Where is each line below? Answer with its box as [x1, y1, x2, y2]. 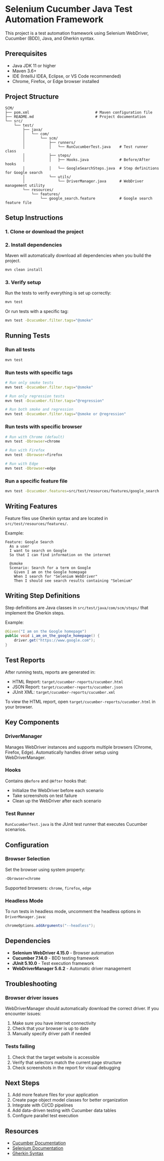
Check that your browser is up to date [12, 1025, 89, 1031]
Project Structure [5, 92, 59, 101]
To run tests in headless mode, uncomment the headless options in [5, 908, 141, 914]
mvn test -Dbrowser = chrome [5, 439, 60, 444]
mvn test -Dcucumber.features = [5, 489, 69, 494]
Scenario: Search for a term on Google [9, 565, 91, 570]
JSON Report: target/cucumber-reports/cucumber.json [12, 684, 123, 690]
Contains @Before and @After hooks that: [5, 778, 87, 784]
